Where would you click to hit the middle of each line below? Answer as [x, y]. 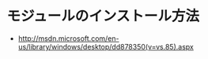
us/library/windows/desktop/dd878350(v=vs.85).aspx [106, 46]
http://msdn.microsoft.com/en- [68, 38]
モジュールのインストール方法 [103, 16]
